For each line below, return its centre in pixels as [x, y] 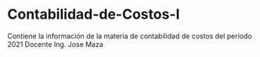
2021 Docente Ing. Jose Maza [55, 44]
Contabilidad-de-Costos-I [94, 14]
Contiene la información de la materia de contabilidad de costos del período [130, 36]
